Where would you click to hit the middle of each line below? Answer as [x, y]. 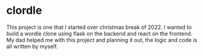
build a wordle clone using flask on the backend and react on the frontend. [99, 33]
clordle [24, 11]
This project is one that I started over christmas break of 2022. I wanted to [99, 27]
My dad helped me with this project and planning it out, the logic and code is [102, 40]
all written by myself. [32, 46]
